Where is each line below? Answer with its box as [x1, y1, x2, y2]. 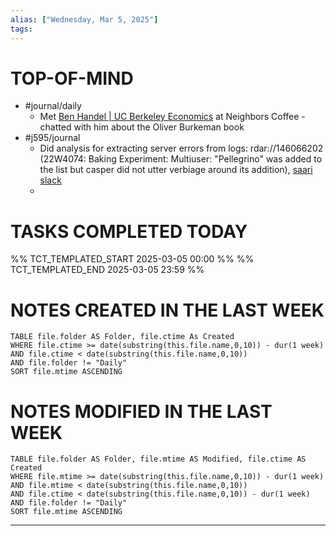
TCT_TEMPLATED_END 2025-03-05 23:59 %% [10, 264, 205, 276]
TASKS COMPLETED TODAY [10, 220, 248, 243]
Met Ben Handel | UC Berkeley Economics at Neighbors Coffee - [39, 111, 306, 123]
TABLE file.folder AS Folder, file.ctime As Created [10, 332, 235, 342]
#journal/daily [24, 100, 82, 112]
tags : [10, 24, 33, 34]
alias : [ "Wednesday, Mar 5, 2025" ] [10, 14, 159, 25]
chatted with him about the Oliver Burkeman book [39, 121, 245, 133]
